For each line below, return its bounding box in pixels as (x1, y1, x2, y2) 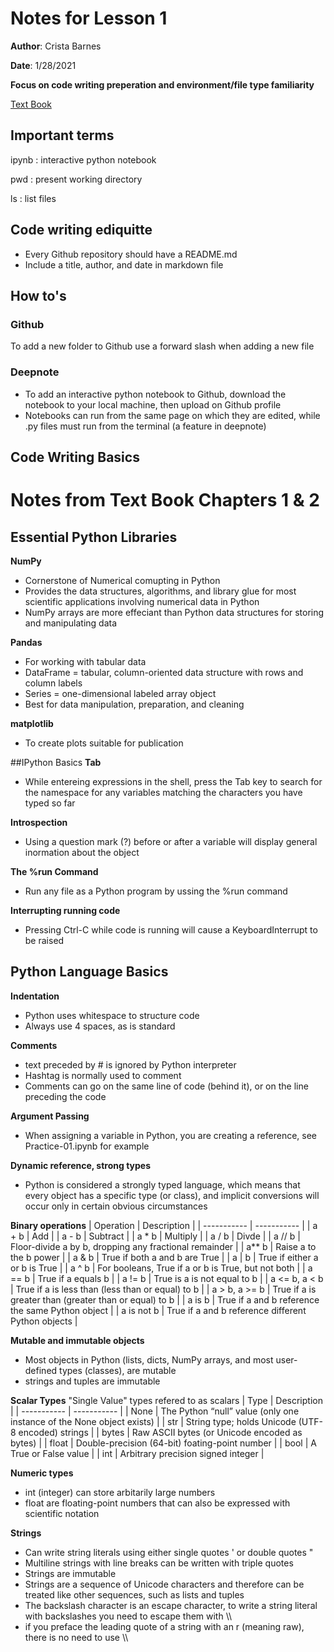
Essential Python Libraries (10, 528, 178, 546)
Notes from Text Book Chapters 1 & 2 (10, 489, 320, 512)
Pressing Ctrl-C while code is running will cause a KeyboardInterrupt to (24, 923, 318, 936)
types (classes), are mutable (59, 1364, 177, 1376)
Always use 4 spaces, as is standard (24, 1020, 176, 1032)
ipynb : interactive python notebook (10, 153, 157, 166)
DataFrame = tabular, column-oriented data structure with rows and (24, 666, 304, 678)
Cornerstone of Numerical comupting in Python (24, 574, 221, 586)
